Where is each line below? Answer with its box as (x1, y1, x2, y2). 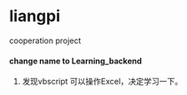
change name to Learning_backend (9, 55, 143, 66)
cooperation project (9, 35, 82, 46)
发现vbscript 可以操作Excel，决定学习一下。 (21, 77, 183, 87)
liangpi (9, 6, 60, 26)
